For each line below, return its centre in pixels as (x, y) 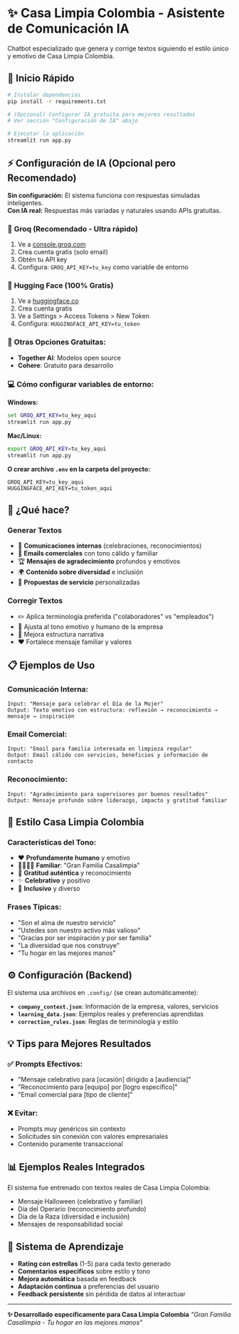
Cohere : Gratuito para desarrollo (65, 365)
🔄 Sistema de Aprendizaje (65, 1247)
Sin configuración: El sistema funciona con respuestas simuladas (104, 195)
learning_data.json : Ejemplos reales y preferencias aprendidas (111, 1013)
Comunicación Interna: (48, 689)
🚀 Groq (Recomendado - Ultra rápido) (73, 229)
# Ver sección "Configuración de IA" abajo (73, 121)
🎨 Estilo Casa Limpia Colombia (76, 822)
